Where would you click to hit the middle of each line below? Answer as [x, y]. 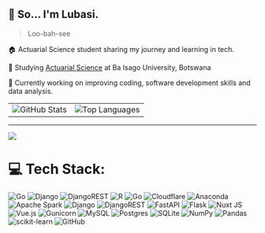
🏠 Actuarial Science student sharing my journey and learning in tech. [121, 49]
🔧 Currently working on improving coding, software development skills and [129, 83]
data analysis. [31, 91]
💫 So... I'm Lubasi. [53, 15]
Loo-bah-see [49, 33]
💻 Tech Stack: [57, 169]
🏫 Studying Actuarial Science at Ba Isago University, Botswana [110, 67]
